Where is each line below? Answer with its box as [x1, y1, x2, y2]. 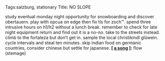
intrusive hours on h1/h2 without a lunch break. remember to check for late [5, 24, 158, 30]
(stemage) [5, 50, 26, 56]
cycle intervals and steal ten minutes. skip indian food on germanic [5, 40, 142, 46]
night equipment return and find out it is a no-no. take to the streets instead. [5, 30, 160, 35]
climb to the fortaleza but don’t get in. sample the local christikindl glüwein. [5, 34, 159, 40]
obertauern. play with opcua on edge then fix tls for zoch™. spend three [5, 19, 151, 25]
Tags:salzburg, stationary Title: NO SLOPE [5, 4, 91, 10]
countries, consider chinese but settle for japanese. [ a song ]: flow [5, 45, 142, 51]
